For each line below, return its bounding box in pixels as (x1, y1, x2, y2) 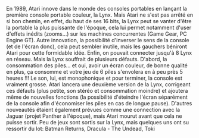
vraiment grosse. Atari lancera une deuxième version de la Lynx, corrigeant (6, 81, 191, 88)
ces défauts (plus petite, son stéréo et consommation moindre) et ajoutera (6, 87, 188, 94)
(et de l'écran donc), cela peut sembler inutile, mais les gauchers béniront (6, 43, 187, 50)
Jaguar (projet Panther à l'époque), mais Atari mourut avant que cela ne (6, 112, 182, 120)
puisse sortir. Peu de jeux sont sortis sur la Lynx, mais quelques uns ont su (6, 119, 189, 126)
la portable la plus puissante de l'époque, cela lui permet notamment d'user (6, 24, 192, 31)
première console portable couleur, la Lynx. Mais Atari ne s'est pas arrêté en (6, 11, 194, 18)
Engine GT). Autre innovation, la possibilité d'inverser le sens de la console (6, 37, 189, 43)
